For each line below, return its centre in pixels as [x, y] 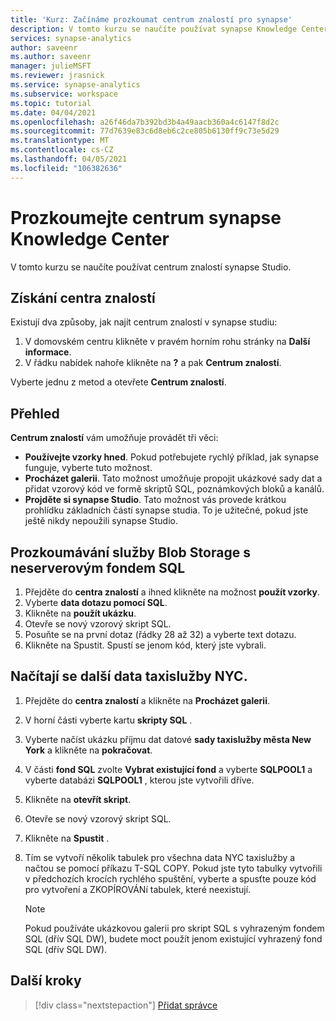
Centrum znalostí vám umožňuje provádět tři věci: [114, 438]
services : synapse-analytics [71, 38]
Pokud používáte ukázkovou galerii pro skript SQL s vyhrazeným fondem [174, 928]
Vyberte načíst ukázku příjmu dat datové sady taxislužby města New [168, 739]
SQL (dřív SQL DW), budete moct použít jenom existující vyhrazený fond [173, 938]
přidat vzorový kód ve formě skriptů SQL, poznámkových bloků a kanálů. [174, 489]
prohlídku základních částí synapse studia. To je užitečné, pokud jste [166, 510]
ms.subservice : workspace [64, 94]
